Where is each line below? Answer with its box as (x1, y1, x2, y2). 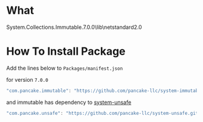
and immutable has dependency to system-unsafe (6, 99, 132, 106)
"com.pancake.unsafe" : (6, 110, 63, 116)
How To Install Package (6, 44, 126, 58)
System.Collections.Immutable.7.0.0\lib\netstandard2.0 (6, 23, 142, 31)
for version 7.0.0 (6, 76, 48, 83)
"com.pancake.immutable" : (6, 88, 71, 94)
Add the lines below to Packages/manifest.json (6, 64, 123, 72)
